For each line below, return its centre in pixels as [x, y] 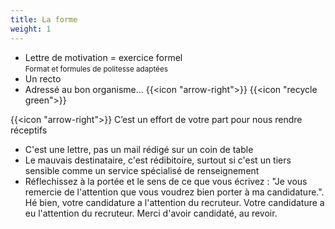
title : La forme [44, 19]
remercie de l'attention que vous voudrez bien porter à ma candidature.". [174, 192]
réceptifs [29, 130]
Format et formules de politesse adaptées [96, 69]
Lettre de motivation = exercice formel [103, 57]
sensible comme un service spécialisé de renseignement [142, 170]
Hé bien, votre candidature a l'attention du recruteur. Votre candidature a [174, 202]
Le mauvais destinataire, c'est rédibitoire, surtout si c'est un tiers [158, 160]
